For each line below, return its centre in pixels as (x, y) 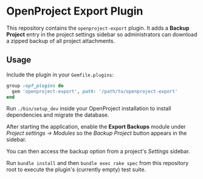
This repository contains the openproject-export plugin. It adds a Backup (98, 28)
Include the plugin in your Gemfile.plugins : (60, 75)
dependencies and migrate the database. (58, 115)
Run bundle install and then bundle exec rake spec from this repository (98, 163)
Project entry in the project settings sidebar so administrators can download (102, 34)
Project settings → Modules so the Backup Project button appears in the (97, 133)
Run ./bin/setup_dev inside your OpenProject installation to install (89, 109)
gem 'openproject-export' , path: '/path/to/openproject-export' (95, 91)
